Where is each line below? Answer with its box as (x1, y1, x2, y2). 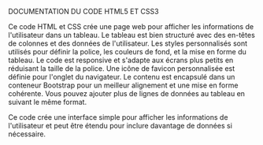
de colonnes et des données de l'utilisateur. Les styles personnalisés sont (8, 39, 248, 48)
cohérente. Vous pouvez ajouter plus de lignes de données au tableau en (8, 89, 246, 98)
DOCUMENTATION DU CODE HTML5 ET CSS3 (8, 7, 159, 16)
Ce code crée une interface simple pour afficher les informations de (8, 113, 228, 121)
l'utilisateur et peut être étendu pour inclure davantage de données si (8, 121, 232, 130)
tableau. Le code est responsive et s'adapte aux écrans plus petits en (8, 55, 234, 65)
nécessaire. (8, 129, 46, 139)
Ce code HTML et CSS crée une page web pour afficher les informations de (8, 22, 254, 31)
